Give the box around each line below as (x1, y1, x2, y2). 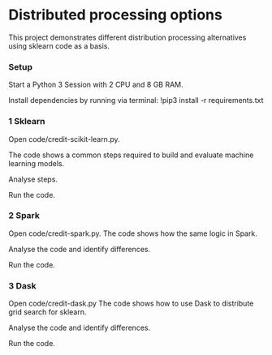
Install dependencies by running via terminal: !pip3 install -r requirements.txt (8, 96, 264, 105)
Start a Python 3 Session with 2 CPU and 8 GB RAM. (8, 79, 184, 90)
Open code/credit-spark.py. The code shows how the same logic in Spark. (8, 229, 257, 238)
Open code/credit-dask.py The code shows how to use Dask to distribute (8, 298, 254, 309)
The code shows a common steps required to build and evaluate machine (8, 150, 254, 160)
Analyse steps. (8, 174, 58, 184)
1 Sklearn (8, 116, 45, 127)
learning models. (8, 158, 65, 168)
